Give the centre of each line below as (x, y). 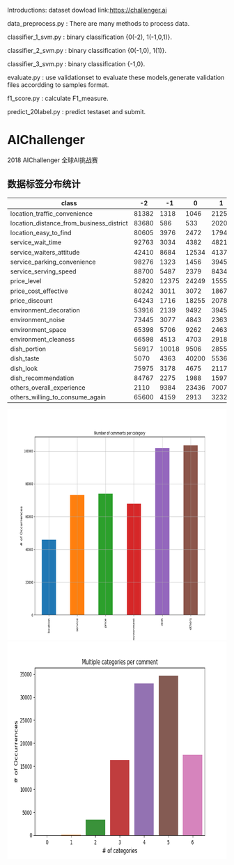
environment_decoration (45, 310)
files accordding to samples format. (58, 85)
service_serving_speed (43, 271)
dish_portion (28, 349)
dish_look (24, 368)
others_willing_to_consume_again (58, 397)
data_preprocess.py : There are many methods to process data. (99, 23)
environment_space (38, 329)
